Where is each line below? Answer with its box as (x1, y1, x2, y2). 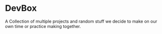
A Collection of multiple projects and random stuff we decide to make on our (5, 18, 157, 24)
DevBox (5, 3, 37, 14)
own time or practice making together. (5, 23, 81, 29)
